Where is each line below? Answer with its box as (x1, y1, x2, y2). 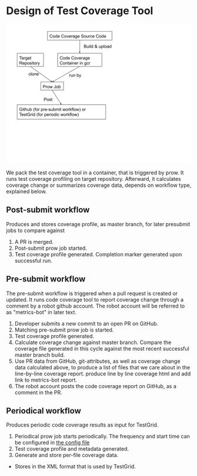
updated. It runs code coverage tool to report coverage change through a (6, 296, 184, 303)
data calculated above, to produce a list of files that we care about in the (14, 363, 191, 371)
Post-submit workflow (6, 205, 90, 215)
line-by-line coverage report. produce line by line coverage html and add (14, 370, 191, 377)
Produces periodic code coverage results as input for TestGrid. (6, 421, 159, 428)
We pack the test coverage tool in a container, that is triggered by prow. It (6, 169, 184, 176)
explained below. (6, 187, 47, 195)
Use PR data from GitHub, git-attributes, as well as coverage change (14, 358, 181, 365)
